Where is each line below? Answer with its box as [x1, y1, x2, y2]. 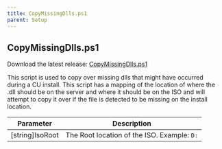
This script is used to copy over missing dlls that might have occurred [7, 73, 203, 82]
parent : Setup [7, 16, 48, 23]
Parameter [16, 119, 53, 128]
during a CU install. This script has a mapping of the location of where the [7, 80, 216, 89]
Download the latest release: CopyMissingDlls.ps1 [7, 60, 148, 69]
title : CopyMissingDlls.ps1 [7, 10, 88, 17]
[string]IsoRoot [10, 130, 60, 140]
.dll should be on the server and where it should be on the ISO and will [7, 88, 206, 96]
